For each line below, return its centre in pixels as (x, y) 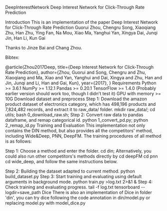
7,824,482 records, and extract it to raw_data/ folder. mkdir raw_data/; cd (80, 109)
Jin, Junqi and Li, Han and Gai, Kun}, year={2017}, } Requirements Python (81, 83)
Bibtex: (12, 57)
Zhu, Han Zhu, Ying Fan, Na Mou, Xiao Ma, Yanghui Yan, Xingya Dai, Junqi (82, 33)
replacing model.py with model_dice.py (45, 203)
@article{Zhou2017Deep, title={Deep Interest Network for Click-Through (80, 67)
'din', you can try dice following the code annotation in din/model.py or (78, 198)
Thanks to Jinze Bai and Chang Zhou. (44, 48)
